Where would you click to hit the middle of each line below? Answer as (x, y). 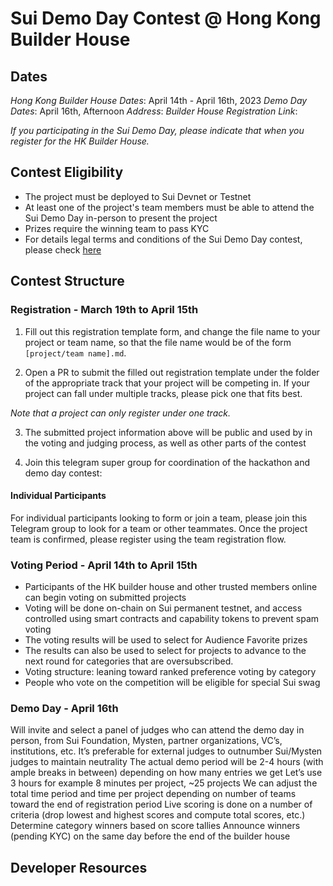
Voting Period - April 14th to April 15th (104, 565)
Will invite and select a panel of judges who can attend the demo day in (157, 730)
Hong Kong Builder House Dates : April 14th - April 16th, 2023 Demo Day (159, 100)
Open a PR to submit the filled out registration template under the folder (172, 372)
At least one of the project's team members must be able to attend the (169, 207)
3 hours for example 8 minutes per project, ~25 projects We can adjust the (164, 783)
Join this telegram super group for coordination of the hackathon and (167, 462)
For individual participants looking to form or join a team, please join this (159, 518)
